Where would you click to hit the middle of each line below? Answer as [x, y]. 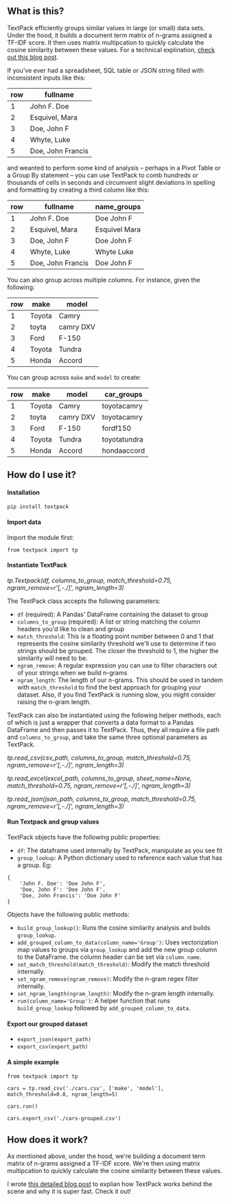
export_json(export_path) [54, 1040]
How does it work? [48, 1139]
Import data [24, 522]
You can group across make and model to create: [74, 377]
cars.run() [23, 1107]
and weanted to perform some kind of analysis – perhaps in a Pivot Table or [114, 168]
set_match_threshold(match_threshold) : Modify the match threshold [113, 964]
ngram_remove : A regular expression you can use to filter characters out [117, 665]
